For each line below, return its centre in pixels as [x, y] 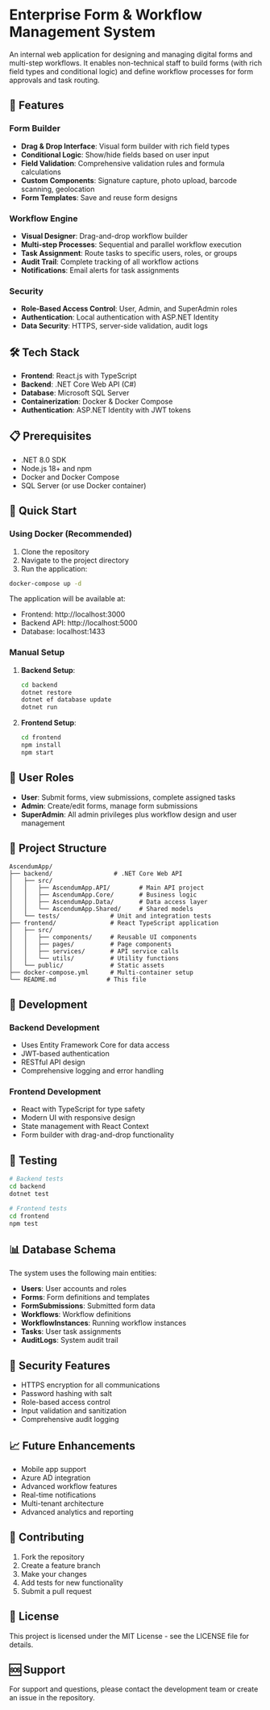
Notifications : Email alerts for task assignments [100, 270]
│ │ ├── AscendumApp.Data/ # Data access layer [108, 902]
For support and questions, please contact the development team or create [134, 1689]
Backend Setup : [48, 670]
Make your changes [54, 1574]
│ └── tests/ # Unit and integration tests [110, 916]
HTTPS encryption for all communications [90, 1385]
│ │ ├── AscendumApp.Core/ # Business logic [103, 895]
